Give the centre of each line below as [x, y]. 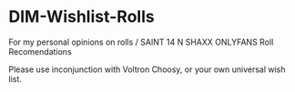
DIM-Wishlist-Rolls [82, 17]
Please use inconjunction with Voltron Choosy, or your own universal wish [147, 69]
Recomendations [40, 51]
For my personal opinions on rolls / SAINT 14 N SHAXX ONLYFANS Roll [141, 42]
